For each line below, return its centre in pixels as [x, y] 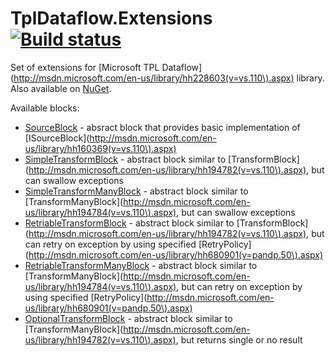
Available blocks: [45, 108]
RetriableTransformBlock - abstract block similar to [129, 223]
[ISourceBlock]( [57, 138]
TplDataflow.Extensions [111, 18]
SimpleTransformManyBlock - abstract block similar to [136, 191]
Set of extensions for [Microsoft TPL [85, 67]
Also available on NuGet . [61, 88]
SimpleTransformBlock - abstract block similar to [125, 159]
